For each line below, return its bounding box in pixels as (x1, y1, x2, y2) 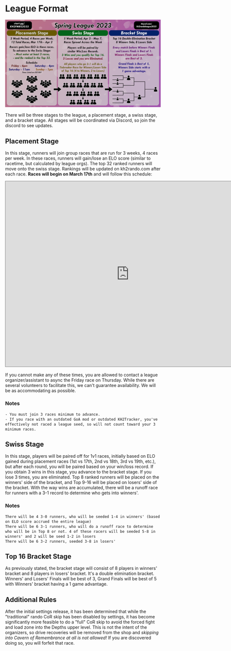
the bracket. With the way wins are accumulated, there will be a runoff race (5, 485, 158, 491)
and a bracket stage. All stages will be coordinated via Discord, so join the (5, 117, 155, 124)
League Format (5, 3, 68, 14)
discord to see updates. (5, 123, 53, 129)
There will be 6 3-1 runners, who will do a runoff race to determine (5, 524, 154, 529)
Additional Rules (5, 595, 57, 604)
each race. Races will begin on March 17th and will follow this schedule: (5, 171, 153, 177)
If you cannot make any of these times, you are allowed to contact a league (5, 372, 158, 378)
